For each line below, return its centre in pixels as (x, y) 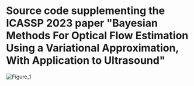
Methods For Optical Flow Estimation (97, 36)
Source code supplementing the (86, 11)
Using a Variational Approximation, (93, 48)
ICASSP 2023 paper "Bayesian (82, 23)
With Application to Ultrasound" (86, 61)
